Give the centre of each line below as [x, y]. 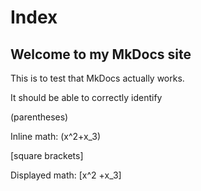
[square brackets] [47, 155]
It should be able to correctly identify [86, 97]
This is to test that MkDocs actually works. [97, 78]
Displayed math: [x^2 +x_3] [66, 175]
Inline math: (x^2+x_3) [56, 136]
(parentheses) [39, 117]
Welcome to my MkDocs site [101, 54]
